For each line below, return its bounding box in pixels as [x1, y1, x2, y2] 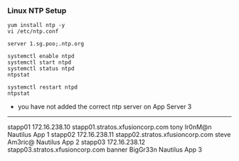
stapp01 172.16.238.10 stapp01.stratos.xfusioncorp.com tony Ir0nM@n [7, 123, 212, 131]
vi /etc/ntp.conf [7, 28, 59, 35]
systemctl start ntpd [7, 59, 72, 66]
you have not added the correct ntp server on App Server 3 [17, 102, 192, 111]
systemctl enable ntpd [7, 52, 75, 60]
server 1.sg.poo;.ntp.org [7, 40, 84, 48]
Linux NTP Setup [7, 6, 67, 16]
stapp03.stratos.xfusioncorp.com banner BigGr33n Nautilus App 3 [7, 145, 203, 154]
